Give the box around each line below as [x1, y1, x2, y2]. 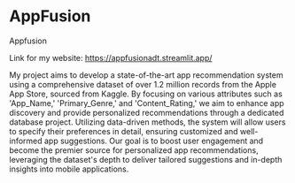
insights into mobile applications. [9, 164, 129, 174]
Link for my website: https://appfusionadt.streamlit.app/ [9, 52, 213, 63]
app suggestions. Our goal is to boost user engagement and [43, 135, 264, 146]
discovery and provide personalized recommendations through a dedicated [9, 107, 284, 118]
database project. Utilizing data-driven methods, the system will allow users [9, 117, 286, 127]
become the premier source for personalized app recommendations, [9, 144, 259, 156]
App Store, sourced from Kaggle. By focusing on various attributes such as [9, 88, 283, 99]
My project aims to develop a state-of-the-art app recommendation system [9, 69, 283, 80]
